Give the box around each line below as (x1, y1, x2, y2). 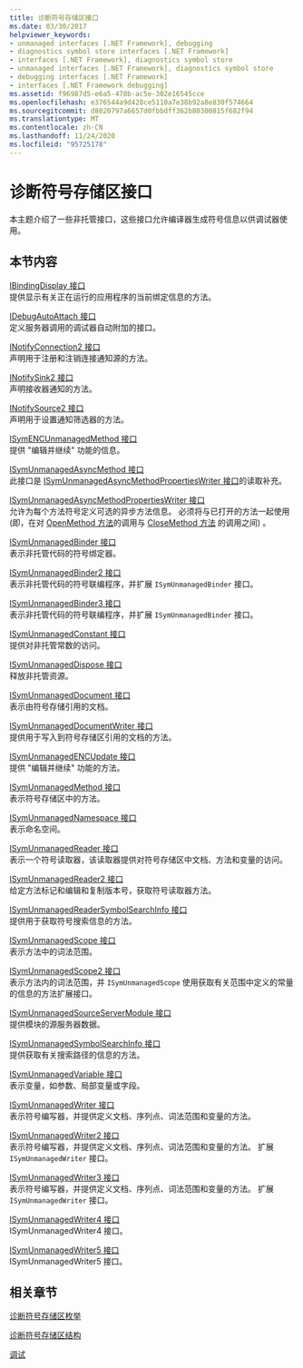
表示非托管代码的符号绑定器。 (9, 547, 121, 558)
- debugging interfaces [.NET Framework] (9, 73, 169, 82)
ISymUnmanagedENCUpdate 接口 (9, 751, 136, 762)
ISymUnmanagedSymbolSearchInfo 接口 (9, 1038, 161, 1048)
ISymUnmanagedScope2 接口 (9, 965, 121, 976)
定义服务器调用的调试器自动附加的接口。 (9, 321, 161, 332)
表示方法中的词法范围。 (9, 946, 97, 957)
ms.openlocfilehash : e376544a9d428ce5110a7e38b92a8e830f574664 (9, 97, 254, 107)
